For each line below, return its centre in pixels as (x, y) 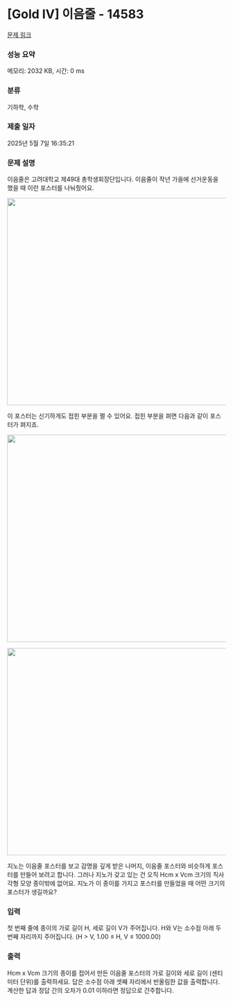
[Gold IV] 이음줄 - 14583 (76, 14)
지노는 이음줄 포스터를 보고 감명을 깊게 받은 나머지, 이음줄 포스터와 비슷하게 (109, 866)
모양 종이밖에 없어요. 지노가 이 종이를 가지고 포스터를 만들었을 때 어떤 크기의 (122, 883)
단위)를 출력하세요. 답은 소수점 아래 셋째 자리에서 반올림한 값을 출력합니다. (120, 982)
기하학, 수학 (23, 107)
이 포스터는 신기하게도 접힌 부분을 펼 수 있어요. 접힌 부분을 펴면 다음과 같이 (108, 416)
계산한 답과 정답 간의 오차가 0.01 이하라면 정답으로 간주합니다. (91, 990)
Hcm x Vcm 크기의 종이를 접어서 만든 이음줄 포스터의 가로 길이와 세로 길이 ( (110, 973)
